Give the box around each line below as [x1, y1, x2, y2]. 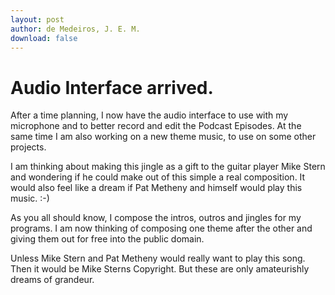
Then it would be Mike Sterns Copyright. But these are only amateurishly [10, 263, 310, 275]
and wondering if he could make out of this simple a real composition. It [10, 171, 306, 183]
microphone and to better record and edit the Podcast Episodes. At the [10, 120, 302, 132]
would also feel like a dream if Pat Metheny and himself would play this [10, 182, 303, 194]
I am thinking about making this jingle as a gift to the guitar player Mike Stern [10, 161, 326, 173]
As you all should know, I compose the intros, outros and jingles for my [10, 212, 302, 224]
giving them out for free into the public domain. [10, 233, 205, 245]
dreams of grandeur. [10, 274, 95, 286]
